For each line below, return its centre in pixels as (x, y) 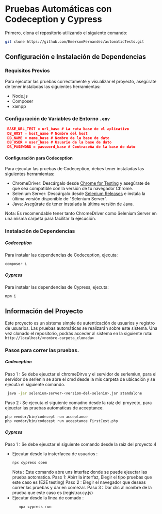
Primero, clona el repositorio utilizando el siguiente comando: (66, 33)
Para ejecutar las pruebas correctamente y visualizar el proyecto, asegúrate (81, 81)
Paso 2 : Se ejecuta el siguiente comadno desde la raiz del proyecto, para (78, 403)
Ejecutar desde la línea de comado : (48, 498)
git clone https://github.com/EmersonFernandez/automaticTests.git (75, 42)
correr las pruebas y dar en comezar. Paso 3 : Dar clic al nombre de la (82, 488)
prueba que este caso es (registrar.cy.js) (52, 493)
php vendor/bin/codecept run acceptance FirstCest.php (62, 421)
